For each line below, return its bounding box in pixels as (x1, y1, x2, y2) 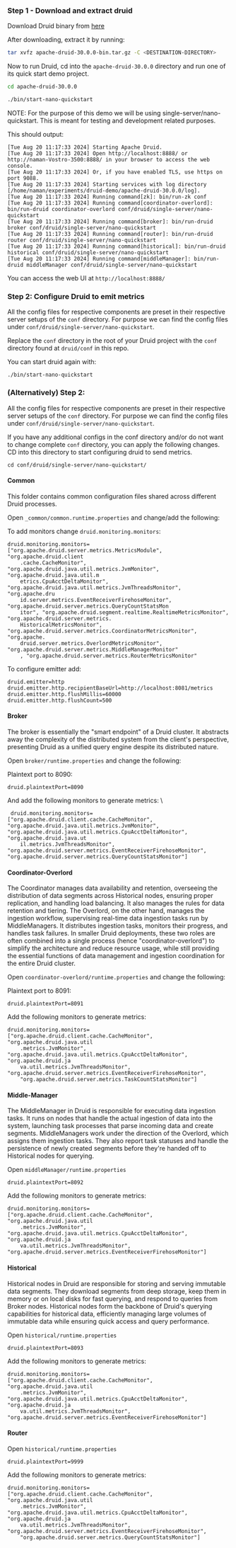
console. (7, 162, 33, 169)
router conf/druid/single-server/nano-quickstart (7, 237, 157, 244)
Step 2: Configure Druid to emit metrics (7, 291, 145, 301)
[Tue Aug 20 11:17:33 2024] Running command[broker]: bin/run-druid (7, 218, 213, 225)
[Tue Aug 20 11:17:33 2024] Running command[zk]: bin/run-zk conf (7, 193, 207, 200)
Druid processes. (7, 499, 58, 508)
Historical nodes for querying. (7, 1151, 94, 1160)
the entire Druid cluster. (7, 959, 76, 968)
